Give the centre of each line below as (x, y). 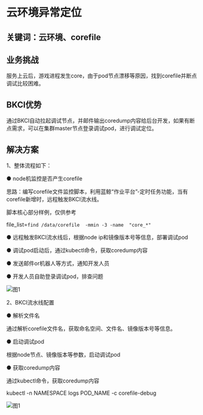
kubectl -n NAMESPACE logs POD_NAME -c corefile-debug (81, 393)
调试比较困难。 (25, 83)
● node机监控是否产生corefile (44, 179)
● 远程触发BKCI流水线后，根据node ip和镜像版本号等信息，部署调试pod (97, 238)
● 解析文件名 (23, 316)
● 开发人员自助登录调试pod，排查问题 (55, 276)
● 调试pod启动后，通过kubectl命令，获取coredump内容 (77, 250)
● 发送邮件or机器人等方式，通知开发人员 (58, 263)
